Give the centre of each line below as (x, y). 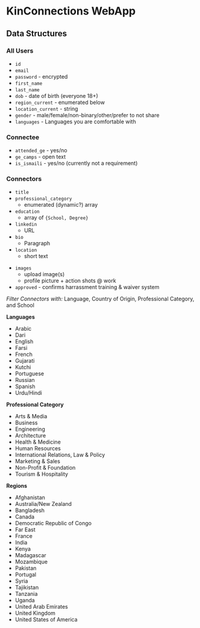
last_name (27, 90)
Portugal (26, 575)
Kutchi (23, 367)
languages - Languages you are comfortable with (76, 121)
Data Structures (37, 34)
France (24, 536)
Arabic (23, 329)
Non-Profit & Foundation (45, 468)
